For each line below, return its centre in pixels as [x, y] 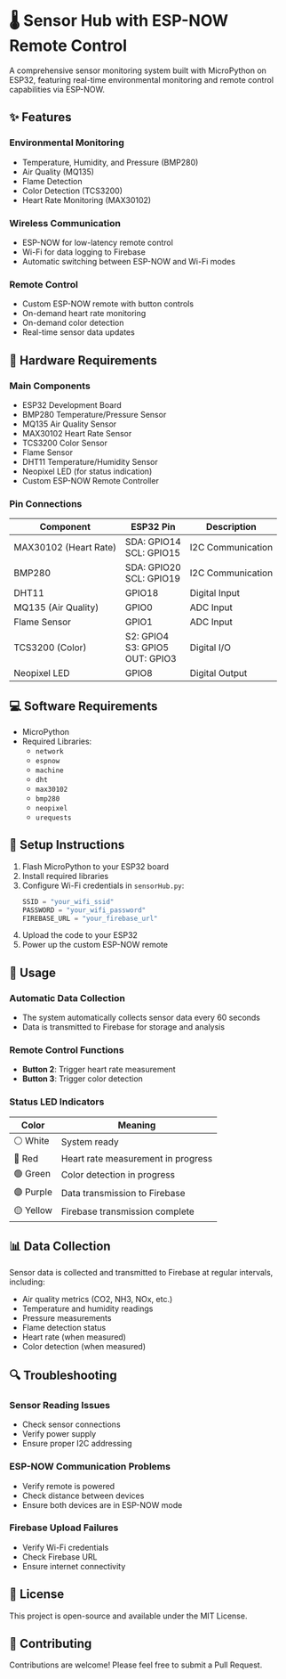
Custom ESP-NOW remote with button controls [107, 304]
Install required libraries [65, 876]
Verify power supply [59, 1434]
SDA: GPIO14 [153, 542]
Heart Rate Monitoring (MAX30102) [87, 200]
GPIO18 [142, 593]
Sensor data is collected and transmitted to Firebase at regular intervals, [141, 1272]
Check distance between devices [83, 1496]
